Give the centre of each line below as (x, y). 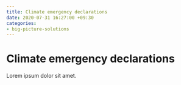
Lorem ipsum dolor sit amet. (41, 76)
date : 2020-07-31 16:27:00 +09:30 (50, 18)
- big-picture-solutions (38, 29)
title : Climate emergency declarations (57, 12)
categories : (21, 23)
